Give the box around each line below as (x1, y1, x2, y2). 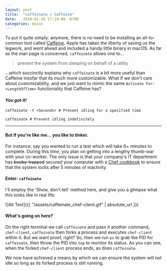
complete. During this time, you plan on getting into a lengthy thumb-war (5, 148, 154, 154)
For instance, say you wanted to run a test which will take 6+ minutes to (5, 143, 152, 149)
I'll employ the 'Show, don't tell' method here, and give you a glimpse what (5, 186, 158, 192)
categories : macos (5, 21, 43, 26)
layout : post (5, 7, 32, 12)
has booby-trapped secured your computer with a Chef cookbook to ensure (5, 159, 161, 165)
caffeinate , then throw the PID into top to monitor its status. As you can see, (5, 240, 162, 246)
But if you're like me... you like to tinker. (5, 132, 88, 138)
